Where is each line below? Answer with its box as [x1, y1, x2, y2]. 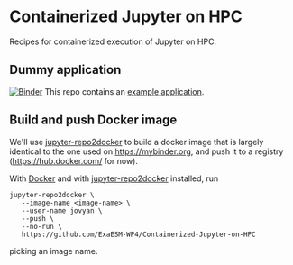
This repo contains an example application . [44, 86, 205, 96]
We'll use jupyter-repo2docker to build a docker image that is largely [9, 136, 264, 147]
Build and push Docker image [9, 113, 178, 128]
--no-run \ [21, 222, 63, 231]
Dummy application [9, 62, 122, 78]
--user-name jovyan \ [21, 206, 103, 215]
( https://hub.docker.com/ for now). [9, 155, 138, 166]
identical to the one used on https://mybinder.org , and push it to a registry [9, 146, 284, 157]
